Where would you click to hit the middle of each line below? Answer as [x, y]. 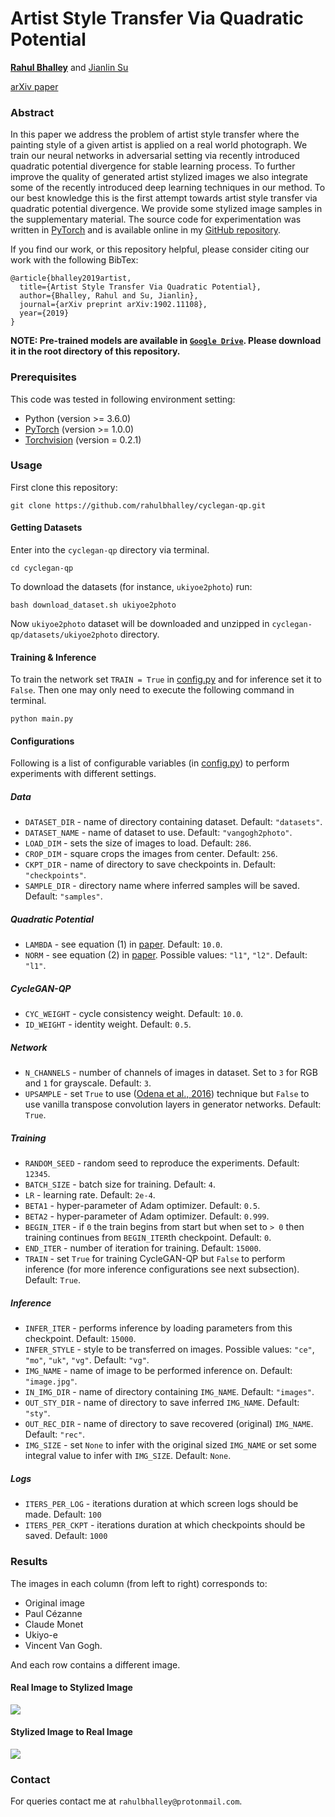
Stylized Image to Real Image [71, 1732]
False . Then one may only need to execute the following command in [152, 690]
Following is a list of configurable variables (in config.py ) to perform [150, 763]
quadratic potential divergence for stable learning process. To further [153, 166]
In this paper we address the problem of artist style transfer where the [155, 134]
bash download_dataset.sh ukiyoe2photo [93, 605]
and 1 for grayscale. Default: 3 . [88, 1083]
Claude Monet [54, 1624]
